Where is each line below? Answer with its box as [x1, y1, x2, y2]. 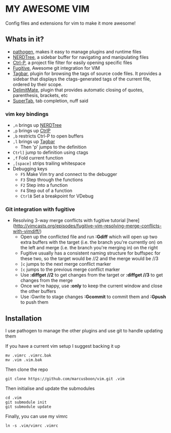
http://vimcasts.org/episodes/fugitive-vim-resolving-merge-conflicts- [14, 223, 162, 229]
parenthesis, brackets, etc [12, 92, 68, 98]
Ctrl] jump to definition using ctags [12, 149, 89, 155]
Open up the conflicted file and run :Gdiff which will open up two [20, 234, 158, 240]
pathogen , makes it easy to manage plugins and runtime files [12, 48, 142, 54]
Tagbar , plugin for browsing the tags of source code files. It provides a [12, 70, 161, 76]
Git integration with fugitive [5, 206, 75, 213]
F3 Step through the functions [20, 176, 83, 183]
